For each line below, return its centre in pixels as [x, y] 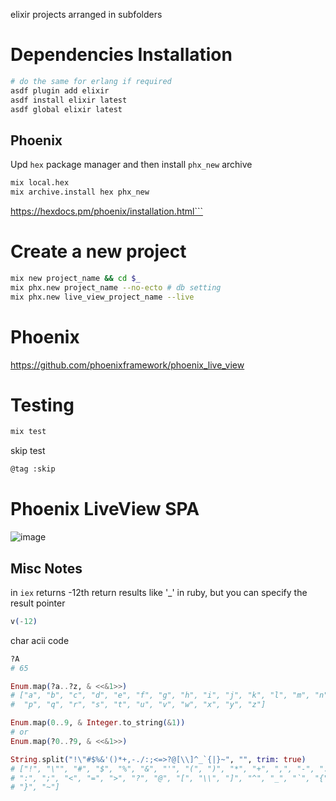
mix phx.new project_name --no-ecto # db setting [116, 287]
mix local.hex [40, 183]
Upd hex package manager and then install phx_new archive [131, 165]
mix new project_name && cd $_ [75, 278]
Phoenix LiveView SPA [105, 509]
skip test [28, 451]
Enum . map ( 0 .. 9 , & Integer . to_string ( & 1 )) [98, 723]
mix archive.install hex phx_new [80, 192]
